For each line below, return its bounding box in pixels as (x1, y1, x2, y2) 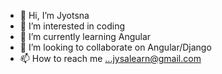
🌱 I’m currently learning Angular (19, 31, 152, 42)
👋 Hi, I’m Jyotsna (19, 10, 90, 21)
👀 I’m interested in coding (19, 20, 126, 32)
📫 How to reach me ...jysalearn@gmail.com (19, 53, 202, 64)
